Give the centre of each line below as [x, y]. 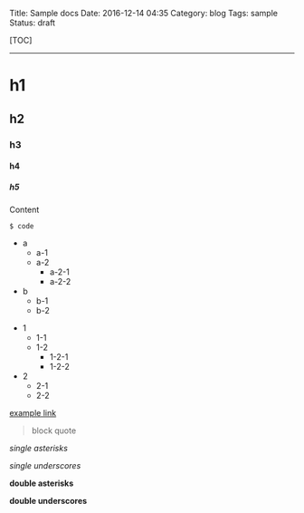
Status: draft [33, 23]
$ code [22, 227]
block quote [54, 431]
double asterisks [42, 483]
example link [33, 413]
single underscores [45, 466]
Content [24, 210]
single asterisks [38, 449]
